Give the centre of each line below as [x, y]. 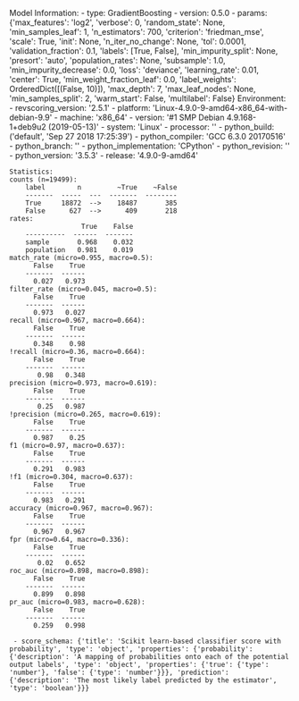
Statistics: [31, 172]
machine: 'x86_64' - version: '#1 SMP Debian [142, 117]
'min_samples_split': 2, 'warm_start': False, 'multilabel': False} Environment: [148, 98]
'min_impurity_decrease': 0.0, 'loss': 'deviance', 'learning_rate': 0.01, [134, 70]
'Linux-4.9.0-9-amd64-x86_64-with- [220, 108]
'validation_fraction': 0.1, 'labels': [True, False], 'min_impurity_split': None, [144, 51]
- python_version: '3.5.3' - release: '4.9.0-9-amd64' [104, 155]
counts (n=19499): [43, 180]
